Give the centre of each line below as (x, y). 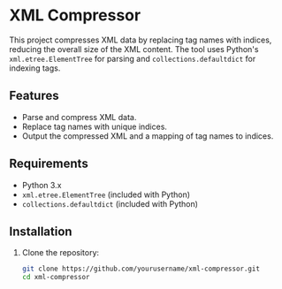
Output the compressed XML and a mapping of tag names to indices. (148, 136)
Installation (41, 231)
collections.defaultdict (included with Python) (110, 203)
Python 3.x (42, 185)
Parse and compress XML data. (79, 117)
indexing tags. (35, 68)
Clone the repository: (61, 253)
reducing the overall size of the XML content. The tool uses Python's (134, 49)
